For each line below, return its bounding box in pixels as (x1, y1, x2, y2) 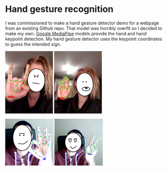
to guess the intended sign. (5, 41, 61, 47)
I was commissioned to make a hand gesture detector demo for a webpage (5, 20, 160, 26)
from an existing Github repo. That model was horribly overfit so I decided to (5, 25, 163, 31)
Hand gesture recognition (5, 3, 114, 15)
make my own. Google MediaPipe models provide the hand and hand (5, 30, 147, 36)
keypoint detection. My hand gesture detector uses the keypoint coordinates (5, 36, 163, 42)
